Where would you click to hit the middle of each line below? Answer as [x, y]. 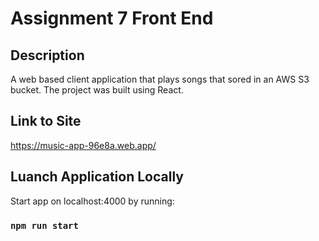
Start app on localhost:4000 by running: [92, 201]
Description [47, 55]
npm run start [44, 225]
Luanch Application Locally [97, 177]
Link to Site [46, 121]
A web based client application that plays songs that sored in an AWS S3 [160, 79]
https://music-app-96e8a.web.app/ [83, 145]
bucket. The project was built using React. [97, 90]
